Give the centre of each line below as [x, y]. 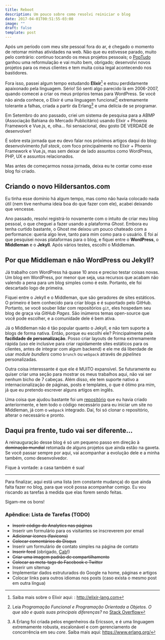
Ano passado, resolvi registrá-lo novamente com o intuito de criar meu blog [82, 218]
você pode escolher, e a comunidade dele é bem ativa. [61, 318]
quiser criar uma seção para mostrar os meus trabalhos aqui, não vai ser [79, 374]
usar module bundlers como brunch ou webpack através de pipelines [73, 354]
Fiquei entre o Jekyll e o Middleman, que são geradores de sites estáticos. [80, 297]
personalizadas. [21, 359]
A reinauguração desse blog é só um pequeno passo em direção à [72, 442]
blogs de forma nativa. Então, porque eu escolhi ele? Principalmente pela [79, 333]
